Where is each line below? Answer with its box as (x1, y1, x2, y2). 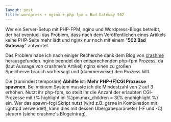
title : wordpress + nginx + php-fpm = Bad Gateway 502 (5, 12, 125, 17)
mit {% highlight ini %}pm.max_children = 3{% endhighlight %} (26, 95, 158, 101)
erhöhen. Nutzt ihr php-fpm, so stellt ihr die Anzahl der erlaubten (5, 89, 142, 95)
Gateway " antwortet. (5, 42, 50, 48)
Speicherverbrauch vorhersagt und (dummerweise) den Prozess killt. (5, 68, 151, 74)
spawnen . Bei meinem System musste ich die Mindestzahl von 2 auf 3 (5, 83, 154, 89)
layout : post (5, 7, 33, 13)
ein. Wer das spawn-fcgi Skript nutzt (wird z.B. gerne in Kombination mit (5, 100, 157, 106)
